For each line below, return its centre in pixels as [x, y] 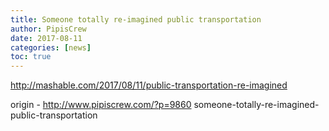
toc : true [31, 57]
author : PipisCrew [48, 29]
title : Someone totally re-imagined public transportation [136, 19]
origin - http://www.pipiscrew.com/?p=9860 [101, 105]
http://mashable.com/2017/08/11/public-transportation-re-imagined [149, 85]
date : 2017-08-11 [46, 38]
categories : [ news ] [51, 47]
